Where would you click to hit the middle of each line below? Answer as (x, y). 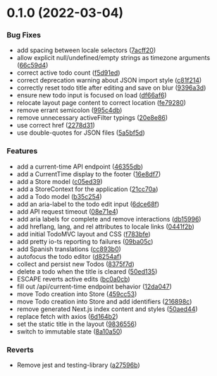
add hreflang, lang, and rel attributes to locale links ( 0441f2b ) (106, 226)
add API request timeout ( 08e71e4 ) (68, 211)
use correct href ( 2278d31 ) (56, 126)
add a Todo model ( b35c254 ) (60, 196)
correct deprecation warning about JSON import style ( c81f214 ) (109, 80)
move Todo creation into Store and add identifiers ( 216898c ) (104, 301)
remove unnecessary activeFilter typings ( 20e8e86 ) (92, 118)
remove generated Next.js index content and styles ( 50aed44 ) (107, 309)
